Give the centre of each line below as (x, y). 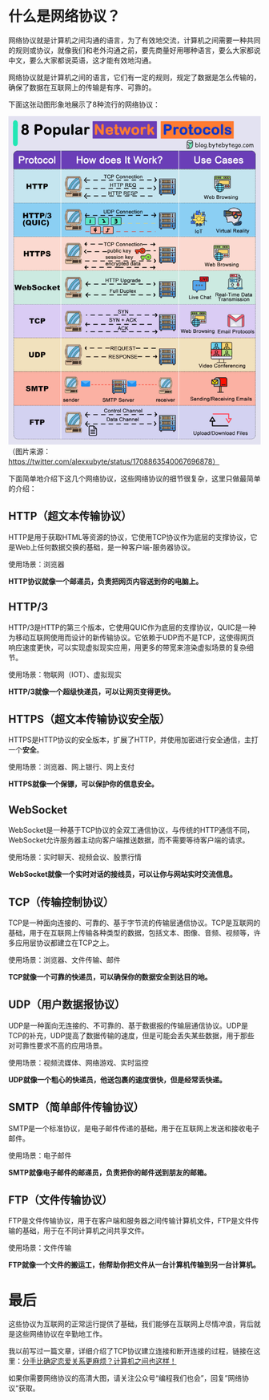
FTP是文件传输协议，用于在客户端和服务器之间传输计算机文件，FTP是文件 (130, 1221)
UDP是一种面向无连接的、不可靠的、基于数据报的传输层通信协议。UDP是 (128, 1025)
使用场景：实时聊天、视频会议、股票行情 (75, 857)
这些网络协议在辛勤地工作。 (60, 1334)
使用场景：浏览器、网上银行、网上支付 (71, 767)
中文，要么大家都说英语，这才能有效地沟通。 (82, 60)
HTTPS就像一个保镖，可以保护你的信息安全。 (83, 784)
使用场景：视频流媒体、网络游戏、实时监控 (78, 1062)
